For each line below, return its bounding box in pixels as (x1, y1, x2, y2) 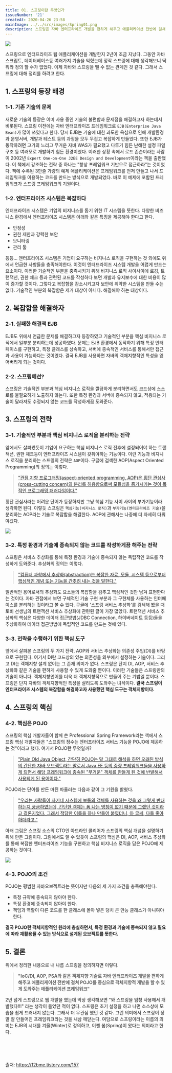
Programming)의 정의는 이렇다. (5, 464, 69, 470)
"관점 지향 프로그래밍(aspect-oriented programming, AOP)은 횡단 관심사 (17, 474, 166, 481)
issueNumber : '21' (5, 12, 45, 17)
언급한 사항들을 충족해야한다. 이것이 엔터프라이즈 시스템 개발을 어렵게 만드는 (14, 261, 167, 268)
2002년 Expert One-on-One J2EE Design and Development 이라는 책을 (10, 155, 153, 161)
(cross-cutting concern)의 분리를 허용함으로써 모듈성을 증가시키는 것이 (17, 481, 162, 487)
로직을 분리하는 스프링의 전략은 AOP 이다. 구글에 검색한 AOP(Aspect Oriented (10, 457, 164, 463)
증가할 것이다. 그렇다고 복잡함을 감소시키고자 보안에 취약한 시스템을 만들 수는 (10, 281, 164, 287)
